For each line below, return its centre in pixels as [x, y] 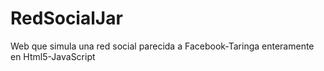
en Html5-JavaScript [53, 56]
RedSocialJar [66, 18]
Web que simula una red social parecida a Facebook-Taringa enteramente [162, 46]
